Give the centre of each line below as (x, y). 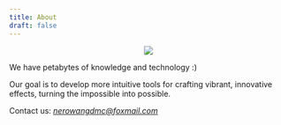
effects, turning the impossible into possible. (90, 93)
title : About (33, 17)
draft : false (33, 26)
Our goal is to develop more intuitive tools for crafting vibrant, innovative (141, 84)
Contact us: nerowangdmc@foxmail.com (84, 110)
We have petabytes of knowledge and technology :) (103, 67)
